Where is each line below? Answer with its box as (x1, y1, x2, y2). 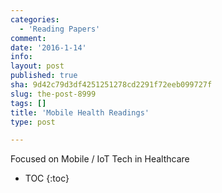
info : (10, 52, 33, 62)
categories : (10, 14, 60, 25)
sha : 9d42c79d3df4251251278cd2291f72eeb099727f (10, 80, 213, 90)
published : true (10, 71, 78, 81)
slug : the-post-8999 (10, 89, 97, 99)
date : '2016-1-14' (10, 42, 87, 53)
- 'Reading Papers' (19, 24, 101, 34)
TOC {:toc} (24, 172, 70, 185)
